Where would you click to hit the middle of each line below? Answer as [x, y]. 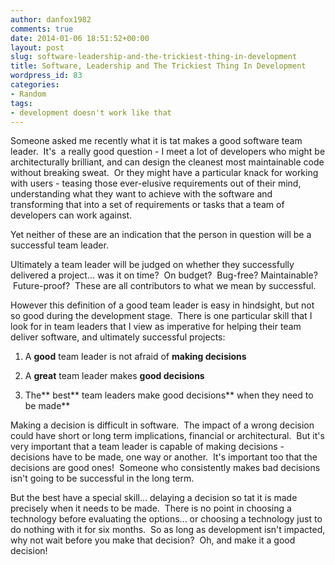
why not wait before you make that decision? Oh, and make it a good [153, 540]
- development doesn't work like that [91, 112]
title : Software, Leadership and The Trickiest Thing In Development [158, 66]
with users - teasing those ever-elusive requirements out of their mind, [156, 183]
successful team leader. [59, 245]
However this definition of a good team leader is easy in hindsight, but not [162, 305]
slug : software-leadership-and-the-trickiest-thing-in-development [154, 57]
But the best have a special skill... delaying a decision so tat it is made [154, 498]
